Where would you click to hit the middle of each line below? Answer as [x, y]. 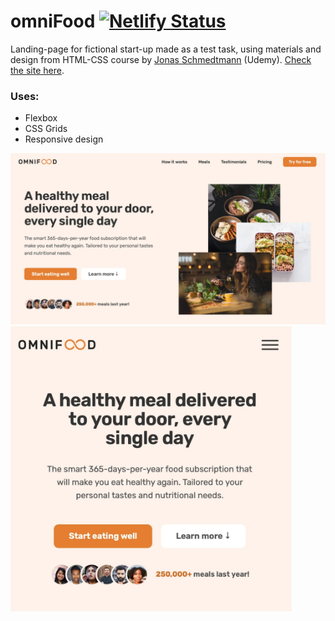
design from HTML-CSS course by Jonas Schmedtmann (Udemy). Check [161, 59]
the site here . [37, 70]
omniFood [53, 21]
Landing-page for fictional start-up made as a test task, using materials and [166, 49]
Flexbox [41, 118]
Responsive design [64, 139]
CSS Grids [46, 129]
